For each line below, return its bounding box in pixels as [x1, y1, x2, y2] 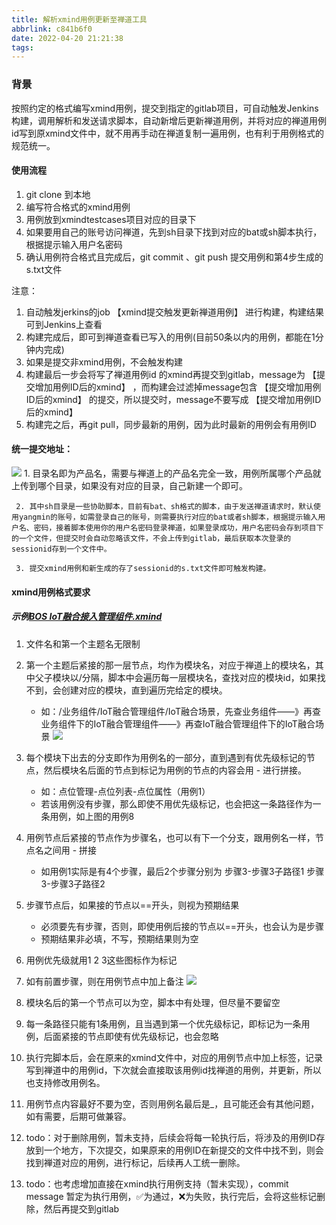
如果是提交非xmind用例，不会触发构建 [25, 356, 183, 368]
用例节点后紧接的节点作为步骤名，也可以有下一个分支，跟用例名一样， [25, 831, 316, 843]
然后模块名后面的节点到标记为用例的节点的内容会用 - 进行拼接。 [43, 764, 308, 776]
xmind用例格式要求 [11, 586, 91, 598]
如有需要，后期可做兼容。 [25, 1110, 132, 1122]
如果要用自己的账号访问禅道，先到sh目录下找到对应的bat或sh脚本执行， [25, 226, 323, 238]
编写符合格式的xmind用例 [25, 201, 131, 213]
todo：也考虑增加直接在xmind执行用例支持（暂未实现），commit [25, 1177, 289, 1190]
